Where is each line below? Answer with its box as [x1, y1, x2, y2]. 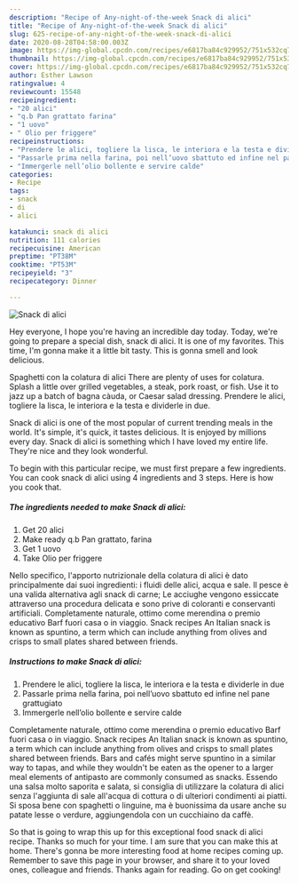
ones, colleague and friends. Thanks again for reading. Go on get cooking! [9, 864, 281, 875]
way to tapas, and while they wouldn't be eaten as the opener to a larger [9, 761, 274, 773]
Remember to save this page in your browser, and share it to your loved [9, 855, 271, 865]
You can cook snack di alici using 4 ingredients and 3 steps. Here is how [9, 472, 274, 482]
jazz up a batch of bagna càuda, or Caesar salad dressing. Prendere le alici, [9, 390, 286, 401]
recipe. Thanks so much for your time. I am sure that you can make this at [9, 836, 278, 847]
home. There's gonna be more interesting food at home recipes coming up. [9, 845, 284, 856]
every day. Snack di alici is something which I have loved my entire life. [9, 436, 269, 447]
